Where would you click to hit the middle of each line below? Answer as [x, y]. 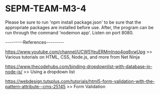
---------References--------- [35, 42]
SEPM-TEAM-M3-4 [46, 9]
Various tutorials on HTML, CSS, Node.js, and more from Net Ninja [72, 57]
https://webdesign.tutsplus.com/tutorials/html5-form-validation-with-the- [80, 81]
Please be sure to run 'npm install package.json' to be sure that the [73, 22]
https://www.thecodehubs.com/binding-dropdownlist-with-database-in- [79, 66]
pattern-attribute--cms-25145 [35, 86]
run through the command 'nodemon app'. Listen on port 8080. [69, 32]
